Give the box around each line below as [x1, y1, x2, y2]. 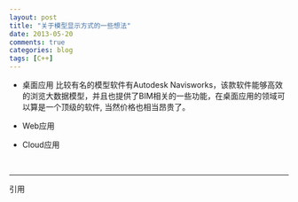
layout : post [9, 12, 58, 22]
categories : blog [9, 46, 74, 55]
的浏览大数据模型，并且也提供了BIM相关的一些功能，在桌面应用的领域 [21, 90, 278, 101]
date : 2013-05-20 [9, 29, 74, 38]
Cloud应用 [21, 139, 60, 150]
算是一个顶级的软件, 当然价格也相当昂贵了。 [29, 102, 191, 112]
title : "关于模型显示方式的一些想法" [9, 21, 131, 30]
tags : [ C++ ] [9, 54, 53, 63]
